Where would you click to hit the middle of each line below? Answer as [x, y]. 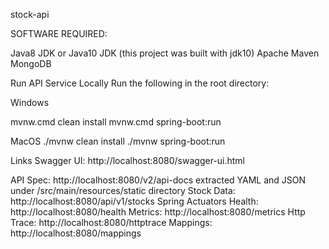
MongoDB [31, 63]
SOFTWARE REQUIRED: [59, 33]
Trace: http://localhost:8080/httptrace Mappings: [111, 222]
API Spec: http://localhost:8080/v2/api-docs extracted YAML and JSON [158, 180]
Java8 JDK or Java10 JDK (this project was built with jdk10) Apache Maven [165, 53]
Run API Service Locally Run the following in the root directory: [140, 83]
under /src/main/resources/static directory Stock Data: [123, 190]
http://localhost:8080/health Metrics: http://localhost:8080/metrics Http [158, 212]
